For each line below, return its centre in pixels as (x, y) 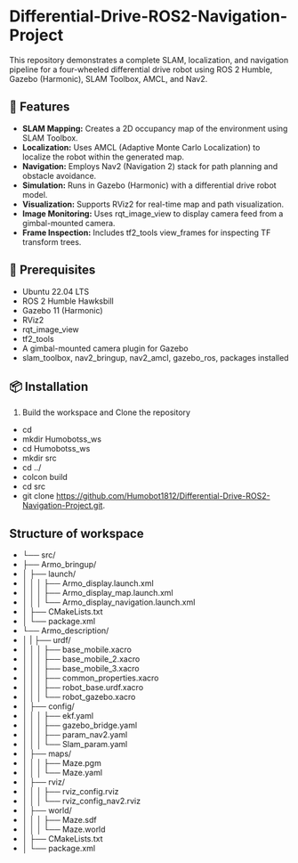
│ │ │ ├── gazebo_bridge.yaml (80, 725)
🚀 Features (40, 107)
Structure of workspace (77, 533)
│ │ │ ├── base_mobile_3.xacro (81, 669)
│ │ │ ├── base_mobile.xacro (77, 650)
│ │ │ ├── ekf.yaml (58, 716)
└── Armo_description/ (65, 631)
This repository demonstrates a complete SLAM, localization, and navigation (149, 60)
